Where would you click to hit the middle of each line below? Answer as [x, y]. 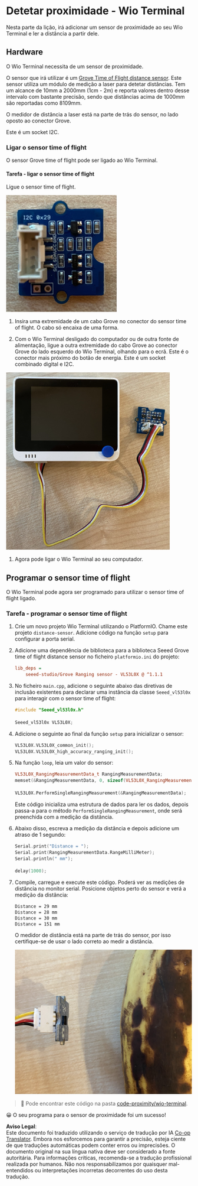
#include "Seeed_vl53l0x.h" [49, 710]
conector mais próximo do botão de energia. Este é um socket [90, 358]
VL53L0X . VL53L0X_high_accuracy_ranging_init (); [74, 752]
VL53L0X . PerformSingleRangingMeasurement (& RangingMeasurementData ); [100, 793]
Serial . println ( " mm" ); [44, 859]
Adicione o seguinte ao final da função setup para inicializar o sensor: [99, 733]
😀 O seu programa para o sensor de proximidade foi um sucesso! [86, 1115]
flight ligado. [21, 599]
